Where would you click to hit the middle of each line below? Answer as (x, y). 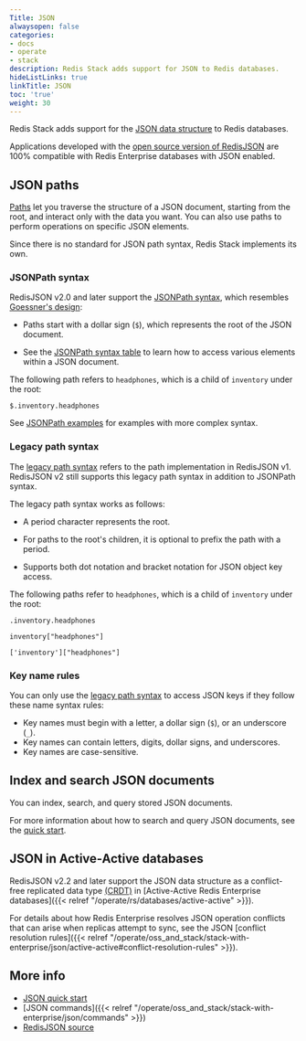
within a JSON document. (71, 362)
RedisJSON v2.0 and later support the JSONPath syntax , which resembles (149, 297)
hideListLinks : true (49, 78)
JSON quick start (55, 998)
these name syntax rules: (57, 706)
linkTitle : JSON (40, 86)
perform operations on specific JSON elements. (100, 227)
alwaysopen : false (44, 27)
